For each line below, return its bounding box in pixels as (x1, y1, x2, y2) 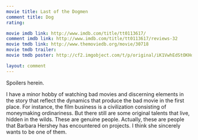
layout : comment (6, 63, 46, 69)
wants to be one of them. (6, 128, 67, 135)
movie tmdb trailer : (6, 47, 57, 53)
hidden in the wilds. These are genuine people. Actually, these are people (6, 116, 184, 123)
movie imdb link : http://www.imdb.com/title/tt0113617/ (6, 30, 146, 36)
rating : (6, 19, 25, 25)
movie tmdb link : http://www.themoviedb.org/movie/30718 (6, 41, 149, 47)
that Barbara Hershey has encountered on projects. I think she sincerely (6, 122, 181, 129)
